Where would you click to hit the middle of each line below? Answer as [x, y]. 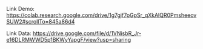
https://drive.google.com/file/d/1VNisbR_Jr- [87, 33]
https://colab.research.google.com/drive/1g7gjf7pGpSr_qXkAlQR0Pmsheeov [101, 15]
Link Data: [19, 33]
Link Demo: [21, 9]
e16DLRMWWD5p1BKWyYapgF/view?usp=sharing [69, 40]
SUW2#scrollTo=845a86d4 [41, 21]
